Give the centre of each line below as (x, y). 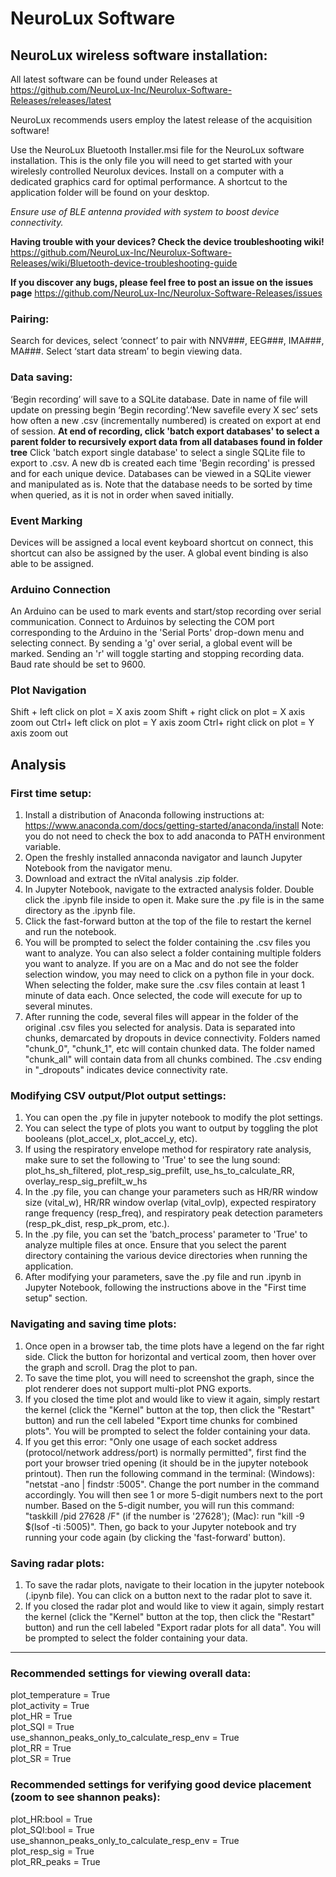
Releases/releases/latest (61, 100)
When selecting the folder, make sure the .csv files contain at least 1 (165, 985)
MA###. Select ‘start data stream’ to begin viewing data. (126, 351)
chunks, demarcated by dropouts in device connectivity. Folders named (172, 1038)
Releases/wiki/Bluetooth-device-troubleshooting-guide (124, 263)
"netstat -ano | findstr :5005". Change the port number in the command (172, 1484)
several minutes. (58, 1006)
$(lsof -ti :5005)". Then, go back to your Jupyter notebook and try (160, 1526)
